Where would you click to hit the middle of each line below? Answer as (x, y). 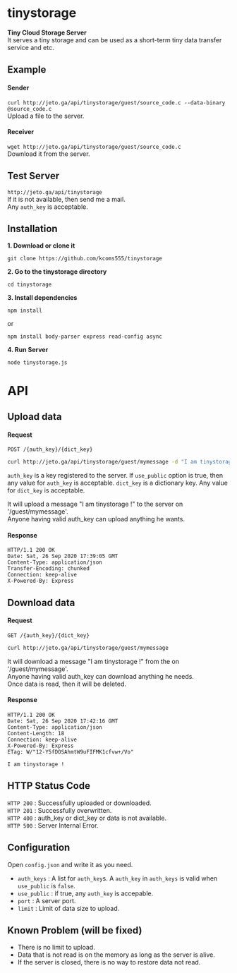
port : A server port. (47, 900)
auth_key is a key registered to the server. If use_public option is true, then (115, 476)
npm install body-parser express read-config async (85, 337)
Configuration (39, 848)
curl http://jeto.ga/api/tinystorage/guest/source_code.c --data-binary (116, 103)
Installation (32, 228)
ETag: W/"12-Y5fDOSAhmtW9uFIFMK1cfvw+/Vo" (71, 752)
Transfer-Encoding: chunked (49, 569)
